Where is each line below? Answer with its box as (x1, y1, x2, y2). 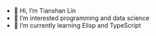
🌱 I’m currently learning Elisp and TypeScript (13, 21, 141, 29)
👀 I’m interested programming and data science (13, 14, 150, 22)
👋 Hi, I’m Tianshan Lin (13, 7, 76, 15)
